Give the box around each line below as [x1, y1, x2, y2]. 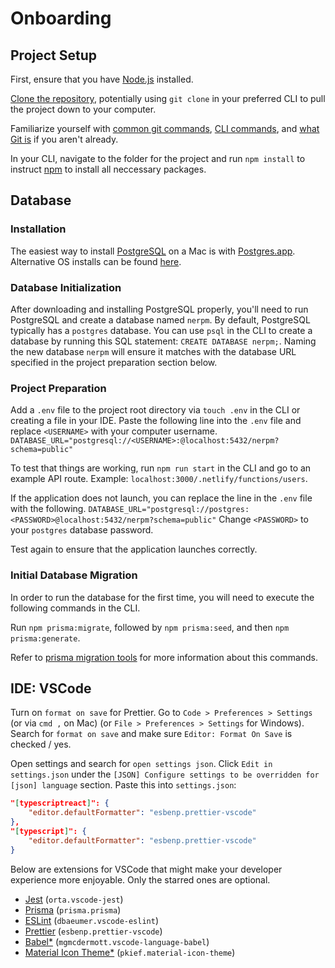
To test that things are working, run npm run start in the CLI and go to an [10, 462, 312, 474]
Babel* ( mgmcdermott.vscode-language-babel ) [24, 935, 210, 947]
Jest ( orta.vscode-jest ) [24, 893, 124, 905]
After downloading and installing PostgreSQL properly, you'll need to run [10, 303, 309, 315]
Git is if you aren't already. [10, 133, 119, 145]
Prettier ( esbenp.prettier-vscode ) [24, 925, 163, 937]
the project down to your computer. [10, 103, 157, 115]
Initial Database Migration [10, 568, 138, 582]
